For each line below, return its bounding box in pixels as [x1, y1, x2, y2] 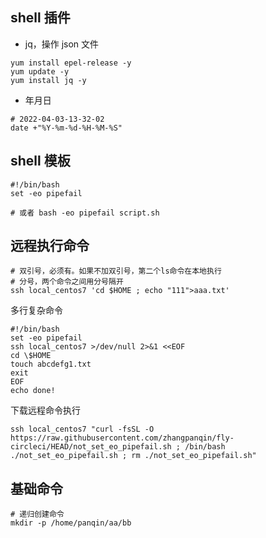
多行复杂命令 [10, 304, 63, 317]
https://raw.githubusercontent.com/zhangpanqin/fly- [10, 433, 235, 443]
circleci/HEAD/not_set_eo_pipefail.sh [10, 442, 172, 452]
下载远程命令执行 [10, 404, 81, 417]
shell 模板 [10, 153, 71, 170]
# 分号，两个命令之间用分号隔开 [10, 277, 124, 287]
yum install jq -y [10, 75, 87, 85]
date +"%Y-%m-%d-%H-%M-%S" [10, 123, 123, 133]
